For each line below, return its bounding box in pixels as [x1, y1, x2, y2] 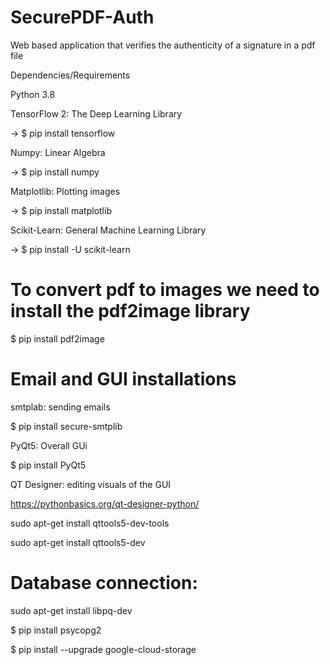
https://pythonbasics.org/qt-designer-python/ [10, 497, 200, 510]
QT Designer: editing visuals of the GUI [10, 478, 172, 490]
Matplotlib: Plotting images [10, 185, 121, 197]
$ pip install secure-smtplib [10, 420, 123, 432]
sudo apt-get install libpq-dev [10, 604, 133, 616]
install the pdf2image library [10, 300, 251, 323]
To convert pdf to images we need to [10, 279, 320, 301]
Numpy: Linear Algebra [10, 146, 106, 158]
